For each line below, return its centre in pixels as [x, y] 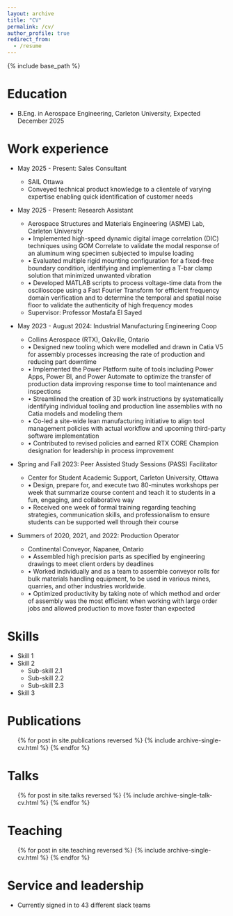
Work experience [58, 149]
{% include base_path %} [44, 66]
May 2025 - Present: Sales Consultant [72, 168]
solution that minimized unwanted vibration [89, 275]
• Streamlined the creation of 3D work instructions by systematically [126, 399]
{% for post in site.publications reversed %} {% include [96, 740]
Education [37, 94]
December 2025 [41, 121]
